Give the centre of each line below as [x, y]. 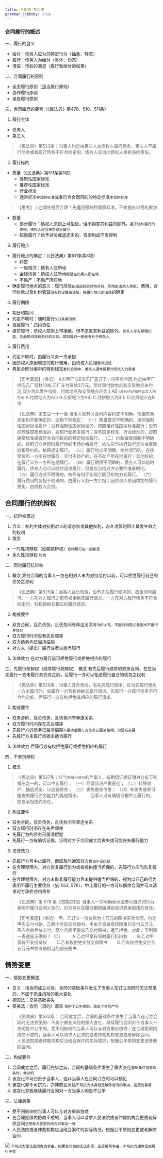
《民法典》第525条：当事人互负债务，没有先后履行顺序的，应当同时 [84, 592]
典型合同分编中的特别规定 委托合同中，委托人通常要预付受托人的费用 [74, 369]
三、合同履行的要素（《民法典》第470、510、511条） [57, 109]
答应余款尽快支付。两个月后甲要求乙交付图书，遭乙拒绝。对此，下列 [85, 930]
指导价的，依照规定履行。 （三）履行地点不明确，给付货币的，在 [86, 450]
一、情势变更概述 [22, 978]
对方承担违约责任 [33, 891]
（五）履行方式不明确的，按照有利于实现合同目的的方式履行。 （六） [85, 474]
